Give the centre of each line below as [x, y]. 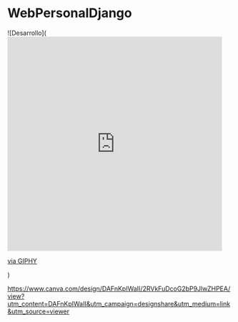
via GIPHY [23, 261]
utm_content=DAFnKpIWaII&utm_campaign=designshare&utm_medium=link [119, 303]
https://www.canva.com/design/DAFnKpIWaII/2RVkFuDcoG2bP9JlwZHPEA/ [119, 288]
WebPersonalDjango [70, 13]
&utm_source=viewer [39, 311]
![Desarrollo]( [27, 33]
